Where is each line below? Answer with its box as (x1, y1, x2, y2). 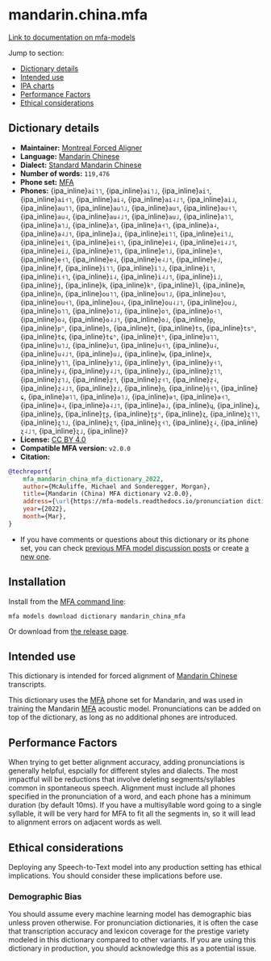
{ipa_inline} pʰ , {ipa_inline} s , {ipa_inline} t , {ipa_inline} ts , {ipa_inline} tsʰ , (19, 323, 256, 333)
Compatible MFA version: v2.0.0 (19, 443, 131, 453)
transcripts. (8, 680, 47, 690)
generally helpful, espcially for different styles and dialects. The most (8, 766, 239, 776)
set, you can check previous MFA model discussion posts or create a (19, 543, 249, 552)
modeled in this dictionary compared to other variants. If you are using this (8, 935, 256, 945)
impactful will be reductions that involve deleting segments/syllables (8, 774, 236, 784)
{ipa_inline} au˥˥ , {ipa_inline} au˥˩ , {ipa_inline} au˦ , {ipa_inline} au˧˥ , (19, 203, 238, 212)
